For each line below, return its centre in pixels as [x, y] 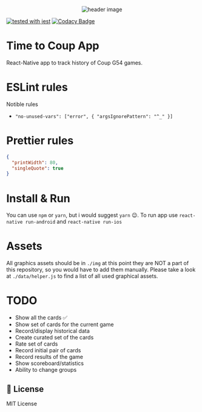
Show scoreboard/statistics [49, 363]
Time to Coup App [53, 46]
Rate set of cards [36, 344]
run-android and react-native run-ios [74, 222]
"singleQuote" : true [38, 168]
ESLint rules [37, 87]
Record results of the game [49, 357]
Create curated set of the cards [54, 338]
